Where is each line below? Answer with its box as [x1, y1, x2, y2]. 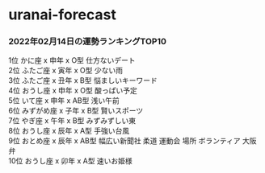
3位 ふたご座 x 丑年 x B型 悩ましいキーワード [8, 76, 158, 85]
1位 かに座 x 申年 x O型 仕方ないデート [8, 56, 136, 65]
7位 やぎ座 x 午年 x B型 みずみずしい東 [8, 116, 136, 126]
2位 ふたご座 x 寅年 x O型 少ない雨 [8, 66, 124, 76]
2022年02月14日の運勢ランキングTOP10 [8, 36, 167, 47]
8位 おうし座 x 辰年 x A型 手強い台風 [8, 126, 130, 136]
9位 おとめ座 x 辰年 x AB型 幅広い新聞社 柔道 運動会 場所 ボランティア [8, 136, 241, 146]
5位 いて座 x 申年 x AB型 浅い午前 [8, 96, 120, 105]
